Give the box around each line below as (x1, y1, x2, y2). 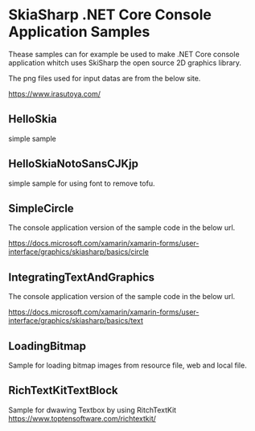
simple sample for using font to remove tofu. (8, 179, 155, 188)
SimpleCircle (8, 201, 74, 215)
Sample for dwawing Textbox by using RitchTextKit (8, 404, 177, 415)
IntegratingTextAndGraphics (8, 270, 155, 284)
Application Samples (8, 23, 150, 41)
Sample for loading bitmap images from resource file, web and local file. (8, 360, 247, 370)
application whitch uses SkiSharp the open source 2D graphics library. (8, 58, 242, 68)
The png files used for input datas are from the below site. (8, 73, 201, 83)
